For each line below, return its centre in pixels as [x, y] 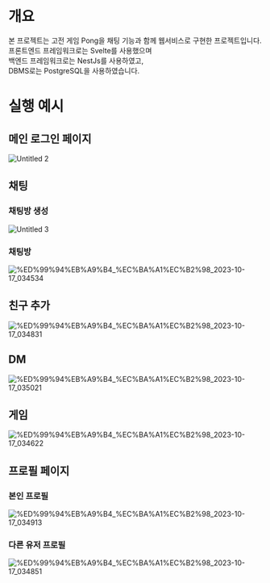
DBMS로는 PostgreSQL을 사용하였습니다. [74, 70]
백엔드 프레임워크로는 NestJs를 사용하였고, [76, 61]
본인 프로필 [29, 496]
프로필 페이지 [39, 470]
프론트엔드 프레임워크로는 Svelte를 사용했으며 [80, 50]
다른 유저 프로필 [37, 544]
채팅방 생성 [29, 211]
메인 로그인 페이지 [50, 138]
